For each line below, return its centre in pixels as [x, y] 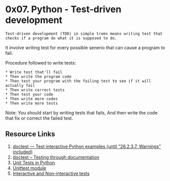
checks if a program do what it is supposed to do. [61, 38]
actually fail [20, 85]
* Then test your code [29, 94]
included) [23, 152]
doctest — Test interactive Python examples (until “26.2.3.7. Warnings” [87, 146]
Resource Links [30, 134]
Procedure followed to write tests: [41, 63]
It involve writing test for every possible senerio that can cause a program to [85, 47]
